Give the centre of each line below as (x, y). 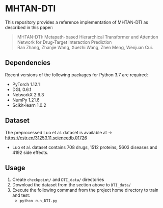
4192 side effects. (30, 152)
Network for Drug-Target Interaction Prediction (64, 42)
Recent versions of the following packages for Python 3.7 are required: (77, 75)
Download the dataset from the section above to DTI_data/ (71, 185)
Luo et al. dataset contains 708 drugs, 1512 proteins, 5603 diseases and (85, 147)
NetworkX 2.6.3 (28, 94)
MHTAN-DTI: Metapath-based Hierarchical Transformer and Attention (88, 37)
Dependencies (28, 63)
